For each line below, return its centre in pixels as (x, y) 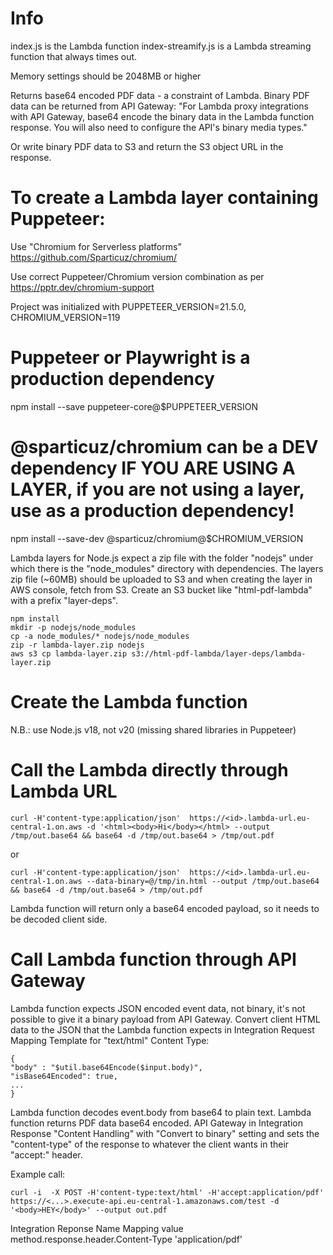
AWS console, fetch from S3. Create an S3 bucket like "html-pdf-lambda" (161, 589)
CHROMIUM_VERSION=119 (65, 317)
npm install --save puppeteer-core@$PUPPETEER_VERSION (134, 406)
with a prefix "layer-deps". (64, 600)
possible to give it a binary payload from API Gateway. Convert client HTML (165, 1019)
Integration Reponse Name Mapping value (97, 1228)
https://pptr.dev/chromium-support (82, 287)
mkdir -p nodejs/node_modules (73, 627)
